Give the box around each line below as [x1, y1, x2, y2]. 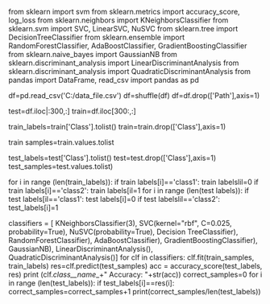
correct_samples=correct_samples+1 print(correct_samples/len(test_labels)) [8, 287, 261, 296]
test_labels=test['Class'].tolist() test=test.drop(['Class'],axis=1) [8, 153, 217, 162]
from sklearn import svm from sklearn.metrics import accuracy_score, [8, 7, 240, 16]
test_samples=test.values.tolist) [8, 162, 114, 171]
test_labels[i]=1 [8, 203, 59, 212]
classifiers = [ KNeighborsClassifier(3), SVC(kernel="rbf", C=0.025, [8, 219, 232, 228]
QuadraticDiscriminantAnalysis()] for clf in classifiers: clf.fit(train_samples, [8, 253, 255, 262]
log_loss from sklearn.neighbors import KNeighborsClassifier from [8, 15, 229, 25]
